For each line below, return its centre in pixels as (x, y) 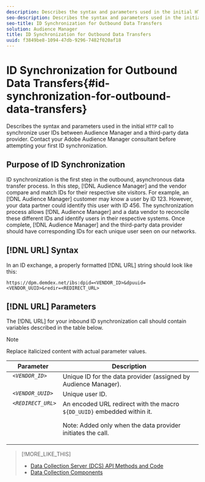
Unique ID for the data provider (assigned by (126, 377)
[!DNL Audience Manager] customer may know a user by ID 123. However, (100, 199)
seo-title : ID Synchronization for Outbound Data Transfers (85, 23)
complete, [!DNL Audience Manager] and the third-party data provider (95, 225)
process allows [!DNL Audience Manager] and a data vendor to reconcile (98, 211)
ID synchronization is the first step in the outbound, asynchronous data (95, 179)
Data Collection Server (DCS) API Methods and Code (97, 466)
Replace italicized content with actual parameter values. (77, 352)
